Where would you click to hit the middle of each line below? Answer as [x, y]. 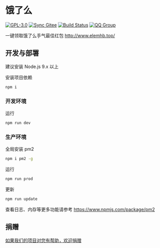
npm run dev [18, 123]
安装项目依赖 [19, 77]
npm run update [21, 199]
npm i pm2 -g [19, 159]
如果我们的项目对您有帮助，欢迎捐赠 [43, 240]
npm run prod [19, 179]
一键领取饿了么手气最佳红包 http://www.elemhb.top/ [60, 35]
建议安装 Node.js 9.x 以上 [32, 66]
